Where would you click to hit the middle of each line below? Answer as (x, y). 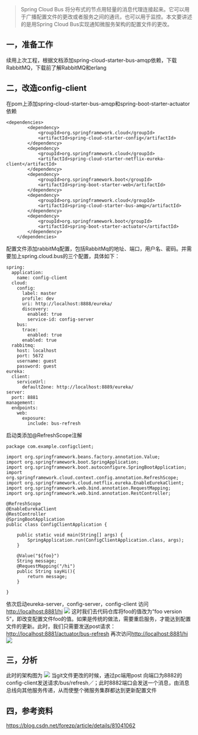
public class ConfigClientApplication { (57, 524)
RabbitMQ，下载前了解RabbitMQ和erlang (56, 67)
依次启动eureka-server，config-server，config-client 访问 (78, 604)
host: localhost (37, 350)
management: (21, 403)
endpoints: (25, 408)
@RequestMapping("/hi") (46, 566)
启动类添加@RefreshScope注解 (44, 435)
